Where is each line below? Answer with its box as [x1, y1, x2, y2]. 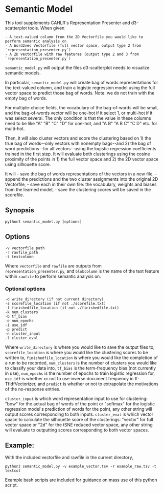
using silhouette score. [5, 161, 51, 167]
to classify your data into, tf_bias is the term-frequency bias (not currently [5, 365, 156, 371]
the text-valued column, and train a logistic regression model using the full [5, 85, 155, 91]
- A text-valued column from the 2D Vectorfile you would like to [5, 34, 143, 39]
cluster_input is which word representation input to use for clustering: [5, 395, 148, 401]
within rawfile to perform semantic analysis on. [5, 273, 101, 279]
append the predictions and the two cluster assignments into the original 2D [5, 176, 158, 182]
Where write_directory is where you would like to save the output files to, [5, 344, 155, 350]
